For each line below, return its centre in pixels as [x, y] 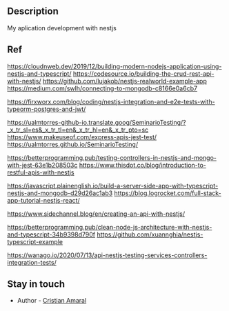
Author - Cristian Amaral [52, 301]
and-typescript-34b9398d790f [51, 234]
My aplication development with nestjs [62, 28]
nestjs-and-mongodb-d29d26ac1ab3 [60, 193]
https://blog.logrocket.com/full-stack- [168, 193]
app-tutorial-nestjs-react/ [44, 200]
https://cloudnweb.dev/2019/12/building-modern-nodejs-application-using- [114, 66]
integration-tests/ [32, 262]
